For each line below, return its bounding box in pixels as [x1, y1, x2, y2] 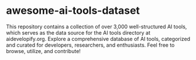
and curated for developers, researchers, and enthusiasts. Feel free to [6, 42, 175, 48]
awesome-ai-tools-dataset [6, 4, 140, 17]
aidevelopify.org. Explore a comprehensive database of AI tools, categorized [6, 35, 191, 42]
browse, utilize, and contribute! [6, 47, 81, 54]
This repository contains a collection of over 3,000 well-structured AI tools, [6, 23, 187, 30]
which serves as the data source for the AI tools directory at [6, 29, 151, 36]
